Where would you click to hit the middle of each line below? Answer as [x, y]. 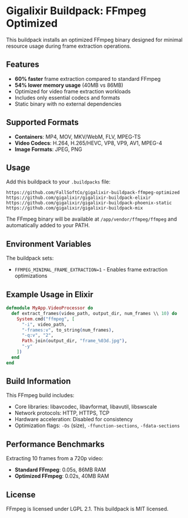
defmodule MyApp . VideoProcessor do [50, 308]
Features [23, 65]
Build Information [38, 381]
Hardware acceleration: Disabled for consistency [74, 419]
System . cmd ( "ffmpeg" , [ [46, 319]
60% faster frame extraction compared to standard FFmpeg [88, 78]
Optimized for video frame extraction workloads [73, 91]
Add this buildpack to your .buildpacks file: [58, 182]
